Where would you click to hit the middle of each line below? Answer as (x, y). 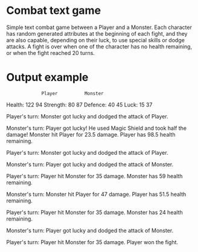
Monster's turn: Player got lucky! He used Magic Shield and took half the (97, 128)
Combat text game (54, 11)
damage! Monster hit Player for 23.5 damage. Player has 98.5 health (91, 134)
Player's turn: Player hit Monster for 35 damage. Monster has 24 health (94, 212)
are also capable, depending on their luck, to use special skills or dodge (96, 40)
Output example (47, 78)
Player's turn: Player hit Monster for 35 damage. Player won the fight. (92, 242)
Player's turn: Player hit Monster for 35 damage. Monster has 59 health (94, 176)
